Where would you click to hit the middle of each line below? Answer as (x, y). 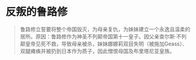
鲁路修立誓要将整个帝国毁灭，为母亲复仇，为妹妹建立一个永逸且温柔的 (105, 29)
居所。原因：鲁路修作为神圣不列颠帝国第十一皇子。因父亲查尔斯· (98, 36)
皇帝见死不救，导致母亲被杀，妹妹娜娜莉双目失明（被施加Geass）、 (106, 44)
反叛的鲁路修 (37, 12)
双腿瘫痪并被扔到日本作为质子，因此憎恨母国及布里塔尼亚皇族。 (97, 51)
